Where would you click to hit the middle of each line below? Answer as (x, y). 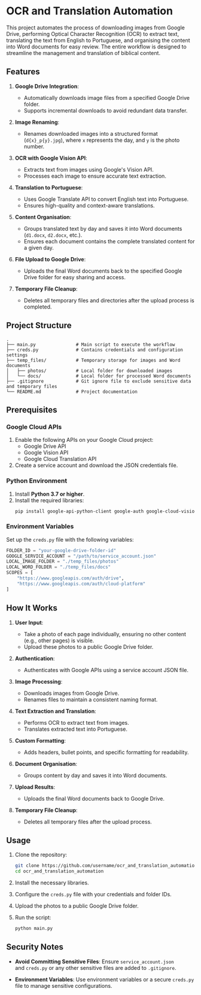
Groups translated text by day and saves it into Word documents (103, 228)
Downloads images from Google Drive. (71, 693)
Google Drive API (45, 446)
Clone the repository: (41, 855)
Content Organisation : (43, 217)
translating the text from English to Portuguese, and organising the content (98, 40)
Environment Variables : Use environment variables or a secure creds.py (104, 979)
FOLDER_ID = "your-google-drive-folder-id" (61, 550)
